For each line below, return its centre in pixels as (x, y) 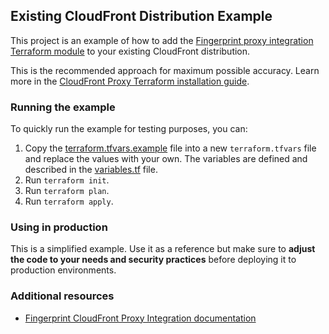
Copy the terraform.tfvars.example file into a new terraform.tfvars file (170, 148)
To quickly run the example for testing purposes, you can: (129, 129)
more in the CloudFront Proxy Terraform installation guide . (130, 81)
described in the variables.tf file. (91, 170)
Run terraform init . (67, 180)
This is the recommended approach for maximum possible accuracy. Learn (165, 70)
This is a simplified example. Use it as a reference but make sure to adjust (163, 249)
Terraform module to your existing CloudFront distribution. (130, 51)
